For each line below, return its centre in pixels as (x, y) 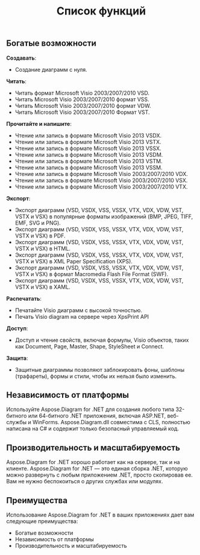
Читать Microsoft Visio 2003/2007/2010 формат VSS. (82, 99)
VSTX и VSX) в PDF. (40, 236)
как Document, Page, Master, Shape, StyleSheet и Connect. (89, 346)
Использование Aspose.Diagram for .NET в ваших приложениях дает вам (100, 515)
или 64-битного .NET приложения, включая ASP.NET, (97, 416)
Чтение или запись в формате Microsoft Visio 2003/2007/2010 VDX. (102, 174)
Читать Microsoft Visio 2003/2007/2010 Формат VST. (82, 112)
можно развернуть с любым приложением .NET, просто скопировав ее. (99, 475)
